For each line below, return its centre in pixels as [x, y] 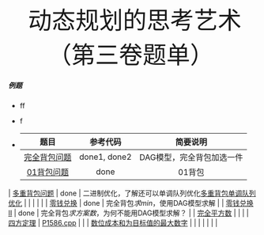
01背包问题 [48, 172]
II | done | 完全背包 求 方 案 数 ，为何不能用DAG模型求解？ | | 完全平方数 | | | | [128, 213]
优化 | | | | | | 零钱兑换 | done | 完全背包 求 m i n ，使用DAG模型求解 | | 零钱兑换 [131, 203]
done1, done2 [105, 157]
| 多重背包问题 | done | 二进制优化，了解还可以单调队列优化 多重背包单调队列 [132, 193]
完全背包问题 [47, 157]
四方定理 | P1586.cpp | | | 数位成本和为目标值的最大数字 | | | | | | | [113, 222]
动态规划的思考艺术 [134, 21]
